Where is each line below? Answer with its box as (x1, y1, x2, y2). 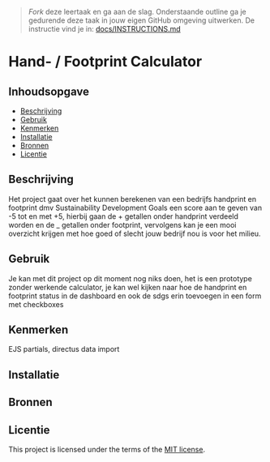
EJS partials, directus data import (8, 344, 120, 354)
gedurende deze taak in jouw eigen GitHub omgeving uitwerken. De (28, 15, 255, 25)
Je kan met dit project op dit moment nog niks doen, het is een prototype (8, 273, 253, 283)
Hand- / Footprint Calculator (8, 53, 203, 71)
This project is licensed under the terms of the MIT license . (8, 445, 205, 455)
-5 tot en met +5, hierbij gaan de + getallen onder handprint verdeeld (8, 211, 239, 221)
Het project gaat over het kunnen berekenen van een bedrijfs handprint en (8, 194, 257, 203)
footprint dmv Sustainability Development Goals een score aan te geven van (8, 203, 263, 212)
